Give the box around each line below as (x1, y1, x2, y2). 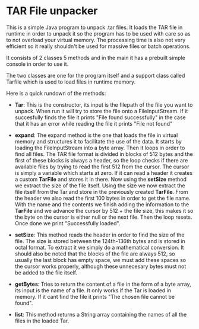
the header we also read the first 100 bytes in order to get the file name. (14, 194, 191, 202)
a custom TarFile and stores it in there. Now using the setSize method (14, 175, 187, 183)
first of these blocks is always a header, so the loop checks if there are (14, 156, 188, 164)
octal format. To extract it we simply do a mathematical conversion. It (14, 244, 184, 251)
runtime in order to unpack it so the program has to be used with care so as (6, 30, 191, 37)
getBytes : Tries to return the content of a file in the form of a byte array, (14, 280, 191, 288)
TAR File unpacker (6, 4, 98, 18)
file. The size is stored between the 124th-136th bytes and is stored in (14, 237, 186, 244)
